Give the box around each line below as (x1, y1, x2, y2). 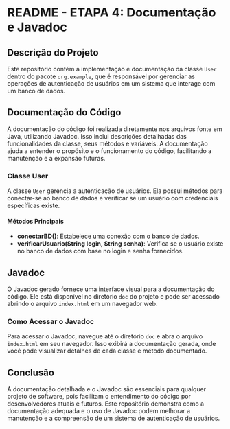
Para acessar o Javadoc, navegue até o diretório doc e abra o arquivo (7, 332, 203, 340)
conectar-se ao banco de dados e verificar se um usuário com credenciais (7, 194, 218, 202)
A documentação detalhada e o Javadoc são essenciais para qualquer (7, 385, 207, 393)
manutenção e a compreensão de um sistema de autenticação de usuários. (7, 414, 220, 423)
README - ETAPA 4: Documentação (7, 5, 216, 21)
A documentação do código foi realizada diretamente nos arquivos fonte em (7, 125, 222, 133)
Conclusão (7, 367, 55, 378)
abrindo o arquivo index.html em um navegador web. (7, 300, 158, 308)
